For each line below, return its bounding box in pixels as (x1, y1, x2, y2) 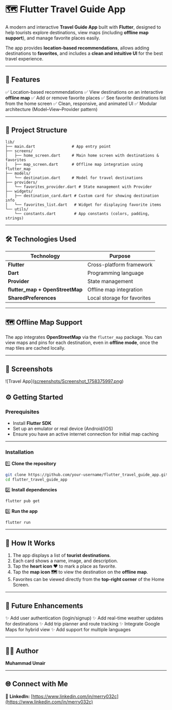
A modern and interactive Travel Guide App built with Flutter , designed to (5, 24, 161, 30)
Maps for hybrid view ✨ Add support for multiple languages (5, 627, 131, 633)
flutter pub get (5, 498, 40, 504)
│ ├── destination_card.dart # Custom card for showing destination (5, 193, 159, 198)
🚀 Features (5, 75, 40, 84)
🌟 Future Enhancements (5, 601, 83, 610)
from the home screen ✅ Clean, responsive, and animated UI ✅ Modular (5, 100, 157, 106)
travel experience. (5, 55, 44, 61)
